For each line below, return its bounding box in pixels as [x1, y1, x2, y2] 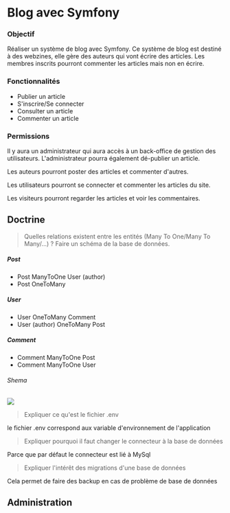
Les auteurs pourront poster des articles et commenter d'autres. [7, 168, 189, 176]
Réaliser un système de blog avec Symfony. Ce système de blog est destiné [7, 45, 222, 53]
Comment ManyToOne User [16, 361, 96, 369]
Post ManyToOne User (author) [16, 273, 106, 281]
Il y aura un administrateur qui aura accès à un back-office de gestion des [7, 147, 216, 155]
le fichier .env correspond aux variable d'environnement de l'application [7, 424, 211, 432]
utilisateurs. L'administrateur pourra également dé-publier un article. [7, 155, 200, 163]
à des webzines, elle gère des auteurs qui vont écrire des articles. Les [7, 52, 205, 60]
